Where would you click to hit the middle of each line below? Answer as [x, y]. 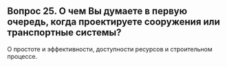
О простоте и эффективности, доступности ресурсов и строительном [110, 49]
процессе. [22, 56]
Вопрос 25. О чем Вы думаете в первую [97, 11]
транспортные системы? [64, 32]
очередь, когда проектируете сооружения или [113, 22]
